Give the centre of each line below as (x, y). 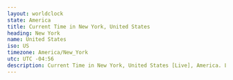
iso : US (18, 46)
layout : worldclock (35, 14)
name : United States (37, 40)
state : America (29, 20)
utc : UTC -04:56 (31, 59)
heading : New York (34, 33)
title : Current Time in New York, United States (79, 26)
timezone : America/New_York (48, 53)
